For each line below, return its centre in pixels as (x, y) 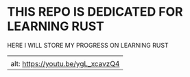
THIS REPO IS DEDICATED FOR (95, 12)
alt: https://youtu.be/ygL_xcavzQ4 (65, 63)
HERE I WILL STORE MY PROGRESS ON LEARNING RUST (88, 45)
